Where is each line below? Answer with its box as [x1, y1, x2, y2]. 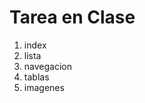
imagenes [23, 81, 65, 93]
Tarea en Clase [9, 6, 136, 29]
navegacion [23, 60, 72, 72]
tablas [23, 71, 50, 83]
